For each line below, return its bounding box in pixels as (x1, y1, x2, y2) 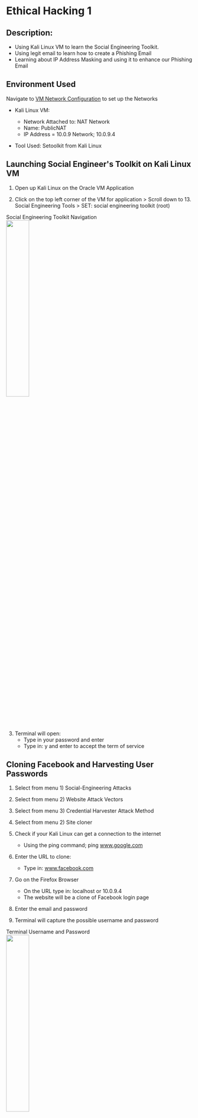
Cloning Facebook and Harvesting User (6, 759, 154, 770)
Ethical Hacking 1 (6, 4, 92, 18)
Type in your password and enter (23, 736, 105, 743)
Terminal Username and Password (6, 928, 90, 936)
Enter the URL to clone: (14, 853, 72, 861)
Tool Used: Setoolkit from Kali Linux (14, 142, 102, 149)
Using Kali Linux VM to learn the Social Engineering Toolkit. (14, 43, 160, 50)
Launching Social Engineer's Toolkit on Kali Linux (6, 159, 191, 169)
